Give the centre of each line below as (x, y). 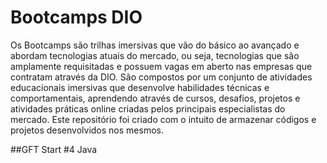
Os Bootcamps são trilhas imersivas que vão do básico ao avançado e (155, 45)
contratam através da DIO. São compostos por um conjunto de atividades (161, 77)
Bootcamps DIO (76, 17)
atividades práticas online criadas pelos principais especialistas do (148, 108)
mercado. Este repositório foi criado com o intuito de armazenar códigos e (163, 119)
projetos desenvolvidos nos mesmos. (87, 130)
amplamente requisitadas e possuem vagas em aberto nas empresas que (161, 66)
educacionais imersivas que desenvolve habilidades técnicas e (140, 87)
